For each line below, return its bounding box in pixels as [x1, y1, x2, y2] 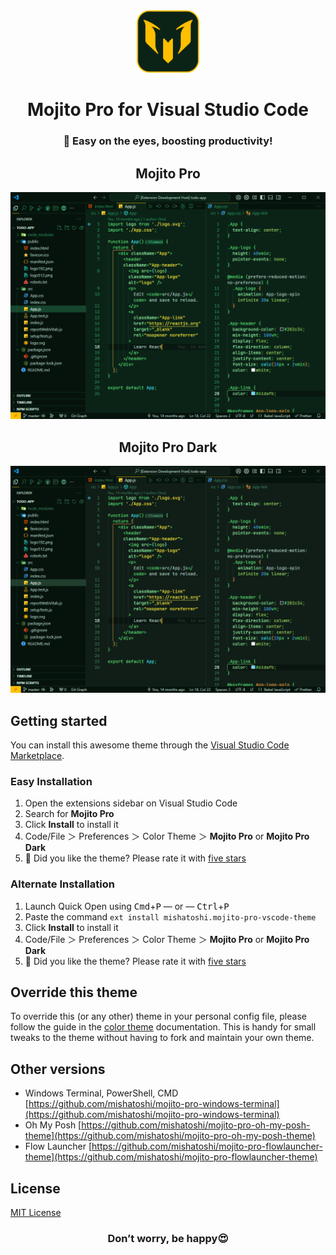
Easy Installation [10, 774, 93, 788]
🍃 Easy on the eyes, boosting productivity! [63, 134, 273, 148]
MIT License [10, 1207, 62, 1219]
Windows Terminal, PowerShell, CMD [24, 1087, 179, 1099]
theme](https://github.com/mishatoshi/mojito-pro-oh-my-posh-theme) [24, 1130, 316, 1142]
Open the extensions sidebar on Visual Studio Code [24, 797, 238, 809]
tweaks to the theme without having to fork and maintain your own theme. [10, 1032, 315, 1044]
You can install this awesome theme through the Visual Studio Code [10, 739, 290, 751]
